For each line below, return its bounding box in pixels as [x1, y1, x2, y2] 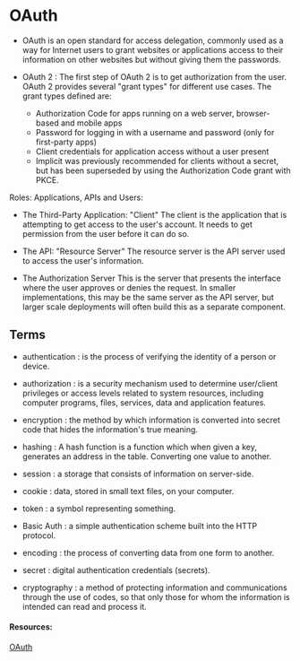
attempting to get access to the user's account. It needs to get [21, 219, 253, 230]
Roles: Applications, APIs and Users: [9, 192, 143, 203]
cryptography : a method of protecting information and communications [21, 582, 288, 593]
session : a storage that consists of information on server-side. [21, 468, 254, 479]
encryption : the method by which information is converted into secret [21, 414, 280, 425]
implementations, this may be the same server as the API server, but [21, 291, 275, 302]
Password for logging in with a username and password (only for [35, 126, 275, 137]
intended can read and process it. [21, 601, 148, 612]
